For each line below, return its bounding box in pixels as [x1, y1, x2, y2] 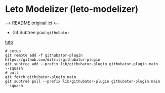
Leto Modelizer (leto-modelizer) [5, 3, 139, 15]
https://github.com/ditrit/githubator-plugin [5, 57, 100, 62]
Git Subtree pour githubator [12, 29, 70, 35]
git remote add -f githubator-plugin [5, 53, 83, 58]
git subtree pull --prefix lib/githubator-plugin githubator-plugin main [5, 79, 161, 84]
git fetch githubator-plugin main [5, 74, 77, 80]
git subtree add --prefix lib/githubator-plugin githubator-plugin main [5, 61, 158, 66]
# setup [5, 48, 21, 53]
